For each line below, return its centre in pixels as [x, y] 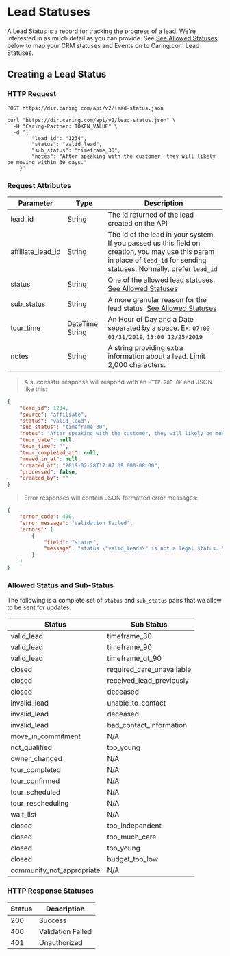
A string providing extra [145, 347]
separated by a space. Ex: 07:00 [159, 328]
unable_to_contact [137, 703]
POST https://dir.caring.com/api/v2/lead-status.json [86, 108]
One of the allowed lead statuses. [162, 280]
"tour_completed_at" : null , [59, 453]
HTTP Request [32, 94]
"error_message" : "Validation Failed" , [76, 523]
